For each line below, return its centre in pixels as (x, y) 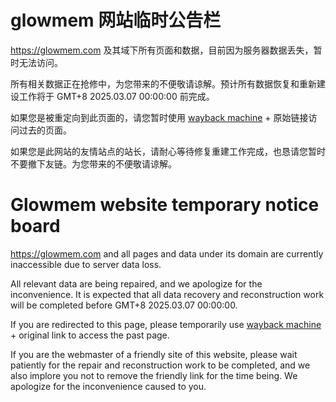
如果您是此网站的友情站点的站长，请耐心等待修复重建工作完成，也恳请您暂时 (168, 151)
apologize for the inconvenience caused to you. (108, 386)
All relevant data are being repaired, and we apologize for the (136, 283)
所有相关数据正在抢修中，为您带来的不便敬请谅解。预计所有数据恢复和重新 (163, 83)
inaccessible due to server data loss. (86, 264)
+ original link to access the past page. (90, 335)
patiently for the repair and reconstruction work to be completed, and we (160, 365)
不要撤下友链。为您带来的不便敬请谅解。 (93, 163)
